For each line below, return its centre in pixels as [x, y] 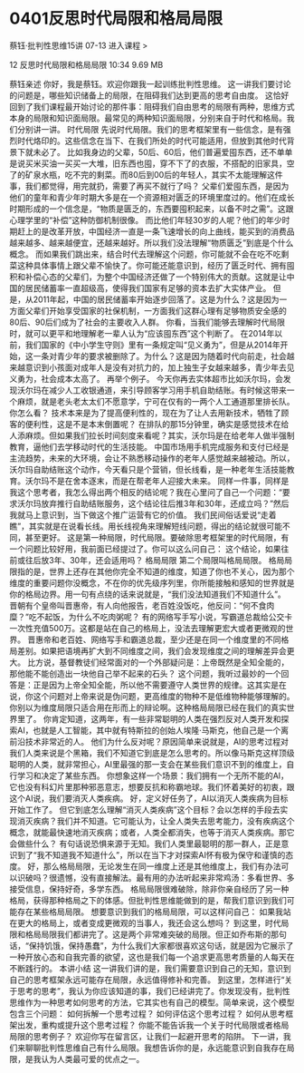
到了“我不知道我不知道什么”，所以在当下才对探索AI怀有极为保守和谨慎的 [151, 854]
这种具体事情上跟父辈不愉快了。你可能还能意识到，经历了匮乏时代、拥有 [152, 265]
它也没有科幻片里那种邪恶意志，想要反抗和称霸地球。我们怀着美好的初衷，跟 [152, 786]
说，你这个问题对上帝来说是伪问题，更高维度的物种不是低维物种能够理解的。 [152, 696]
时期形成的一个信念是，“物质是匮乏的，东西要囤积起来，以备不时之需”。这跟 [152, 209]
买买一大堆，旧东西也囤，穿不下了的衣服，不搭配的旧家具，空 [180, 163]
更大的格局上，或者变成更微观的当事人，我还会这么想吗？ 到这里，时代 [149, 922]
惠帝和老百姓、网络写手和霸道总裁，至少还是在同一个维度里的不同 [158, 639]
